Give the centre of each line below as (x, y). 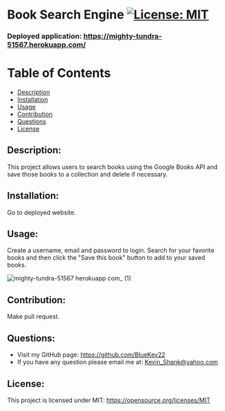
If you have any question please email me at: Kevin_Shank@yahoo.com (117, 362)
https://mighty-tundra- (123, 36)
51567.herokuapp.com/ (47, 45)
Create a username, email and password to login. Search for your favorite (111, 250)
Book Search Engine (66, 15)
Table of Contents (59, 73)
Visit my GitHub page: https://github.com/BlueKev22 (91, 355)
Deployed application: (45, 36)
